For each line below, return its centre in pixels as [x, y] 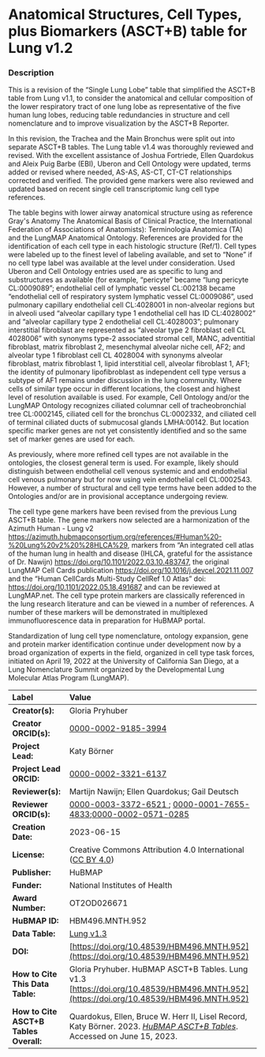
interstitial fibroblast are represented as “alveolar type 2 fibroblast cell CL [127, 330]
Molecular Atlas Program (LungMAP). [69, 678]
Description [31, 73]
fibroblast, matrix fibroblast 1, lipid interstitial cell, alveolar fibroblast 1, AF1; [129, 364]
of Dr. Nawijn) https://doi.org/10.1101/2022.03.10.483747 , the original [119, 562]
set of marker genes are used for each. [72, 439]
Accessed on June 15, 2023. [123, 1036]
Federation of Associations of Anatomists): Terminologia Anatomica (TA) [125, 230]
